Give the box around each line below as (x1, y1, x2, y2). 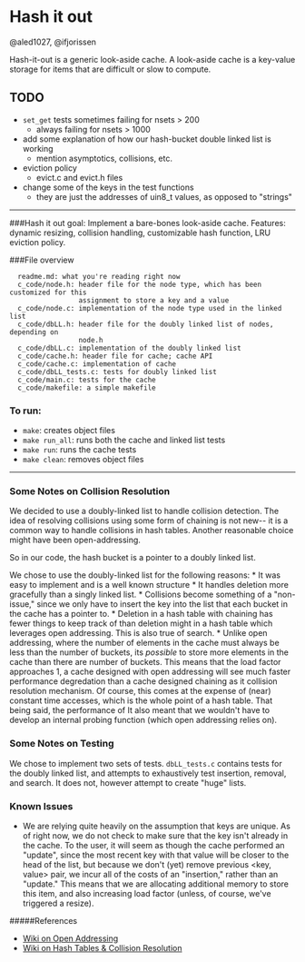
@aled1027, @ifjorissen (9, 36, 97, 47)
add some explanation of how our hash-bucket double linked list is (22, 134, 272, 144)
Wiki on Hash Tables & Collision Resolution (22, 942, 182, 953)
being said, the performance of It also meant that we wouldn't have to (9, 705, 271, 716)
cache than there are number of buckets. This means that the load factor (9, 657, 281, 668)
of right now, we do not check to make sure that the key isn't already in (22, 829, 289, 841)
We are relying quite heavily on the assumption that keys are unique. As (22, 820, 290, 831)
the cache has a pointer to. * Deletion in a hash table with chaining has (9, 609, 274, 620)
